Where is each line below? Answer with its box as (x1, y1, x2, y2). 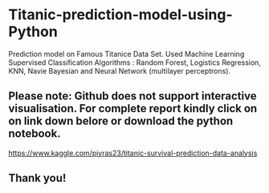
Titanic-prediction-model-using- (8, 6, 233, 24)
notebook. (8, 127, 62, 141)
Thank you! (8, 171, 67, 185)
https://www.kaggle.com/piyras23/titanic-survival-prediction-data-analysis (8, 148, 258, 158)
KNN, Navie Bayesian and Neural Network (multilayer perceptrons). (8, 66, 231, 75)
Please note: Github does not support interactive (8, 90, 257, 103)
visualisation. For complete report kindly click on (8, 102, 258, 115)
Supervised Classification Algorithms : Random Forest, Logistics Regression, (8, 58, 261, 67)
